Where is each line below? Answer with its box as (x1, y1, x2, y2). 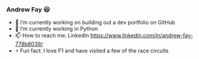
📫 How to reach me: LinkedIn (14, 32, 89, 39)
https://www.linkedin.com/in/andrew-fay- (90, 32, 194, 39)
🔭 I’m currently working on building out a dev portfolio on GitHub (14, 19, 175, 26)
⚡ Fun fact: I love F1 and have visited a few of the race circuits (14, 47, 169, 54)
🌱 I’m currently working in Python (14, 25, 98, 32)
